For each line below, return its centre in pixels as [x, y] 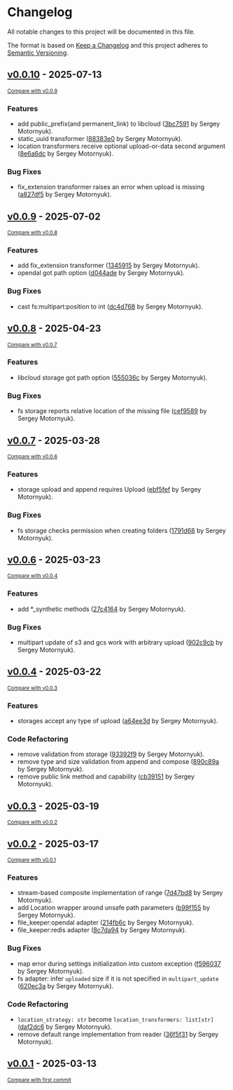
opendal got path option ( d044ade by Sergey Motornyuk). [101, 273]
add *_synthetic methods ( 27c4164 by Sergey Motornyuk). [101, 609]
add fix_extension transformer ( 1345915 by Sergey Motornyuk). [108, 265]
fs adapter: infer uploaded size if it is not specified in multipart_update [118, 978]
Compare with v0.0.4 [33, 576]
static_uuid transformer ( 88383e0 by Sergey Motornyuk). [100, 139]
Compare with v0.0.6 [33, 457]
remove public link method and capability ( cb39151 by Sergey [106, 776]
